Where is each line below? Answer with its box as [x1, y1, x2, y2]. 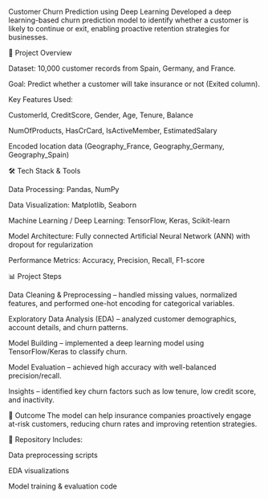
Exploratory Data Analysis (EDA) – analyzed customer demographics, [8, 314, 237, 324]
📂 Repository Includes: [8, 435, 83, 444]
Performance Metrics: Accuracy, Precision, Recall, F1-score [8, 256, 205, 264]
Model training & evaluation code [8, 481, 118, 491]
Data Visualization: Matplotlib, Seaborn [8, 200, 137, 210]
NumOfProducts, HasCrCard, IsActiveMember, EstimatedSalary [8, 126, 218, 135]
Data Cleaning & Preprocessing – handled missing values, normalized [8, 290, 238, 300]
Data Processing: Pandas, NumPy [8, 185, 120, 194]
